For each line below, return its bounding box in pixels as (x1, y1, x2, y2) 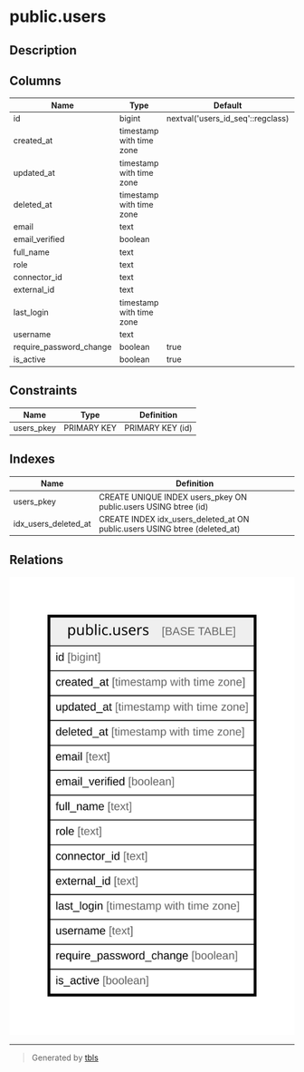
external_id (13, 284, 55, 296)
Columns (9, 73, 62, 88)
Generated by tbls (31, 1052, 100, 1063)
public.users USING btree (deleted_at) (99, 523, 241, 534)
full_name (13, 247, 50, 258)
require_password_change (13, 342, 112, 353)
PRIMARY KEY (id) (124, 423, 193, 434)
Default (214, 100, 242, 111)
